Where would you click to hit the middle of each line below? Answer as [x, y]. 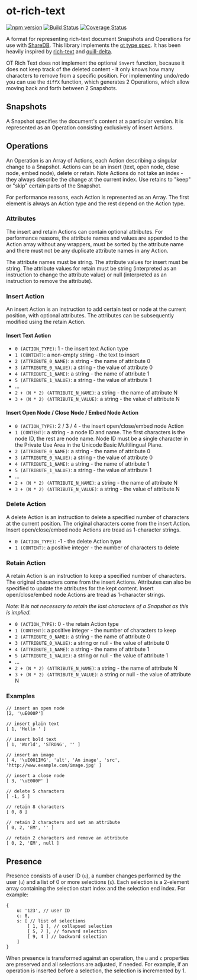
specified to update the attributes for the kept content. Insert [80, 588]
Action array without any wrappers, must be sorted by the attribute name [95, 244]
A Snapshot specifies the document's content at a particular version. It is [95, 121]
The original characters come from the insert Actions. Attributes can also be [98, 582]
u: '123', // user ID [43, 911]
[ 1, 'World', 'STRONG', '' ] [43, 745]
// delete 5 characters [35, 791]
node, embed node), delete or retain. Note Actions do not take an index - [95, 173]
